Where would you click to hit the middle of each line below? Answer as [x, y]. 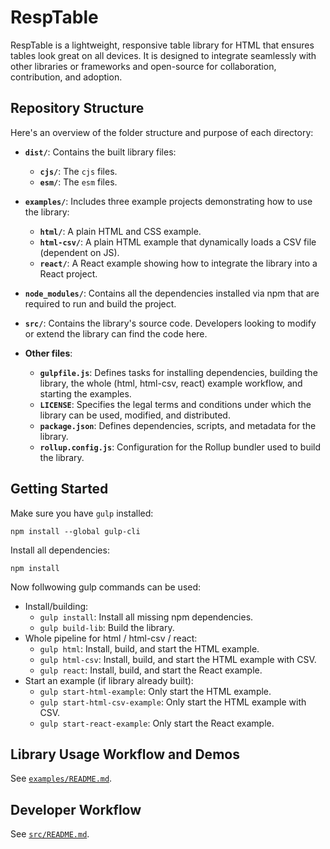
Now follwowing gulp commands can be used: [106, 587]
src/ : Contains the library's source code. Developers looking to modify [170, 323]
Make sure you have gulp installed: [82, 513]
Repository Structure [77, 108]
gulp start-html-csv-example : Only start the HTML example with [173, 702]
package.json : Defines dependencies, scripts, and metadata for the [178, 425]
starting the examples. [85, 393]
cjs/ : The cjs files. [78, 171]
